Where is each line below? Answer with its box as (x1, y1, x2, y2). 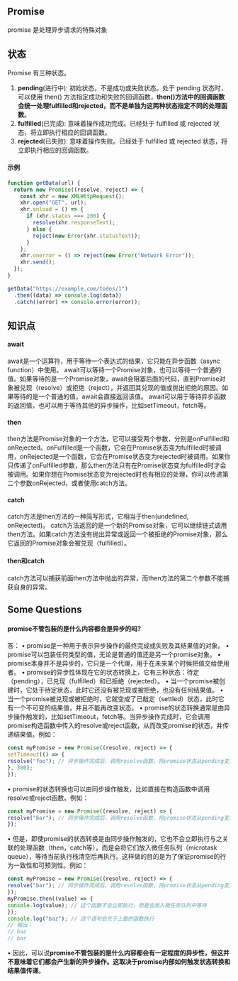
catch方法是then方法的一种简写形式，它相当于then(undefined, (7, 512, 189, 521)
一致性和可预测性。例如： (13, 861, 89, 869)
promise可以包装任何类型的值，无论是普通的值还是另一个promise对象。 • (7, 650, 222, 659)
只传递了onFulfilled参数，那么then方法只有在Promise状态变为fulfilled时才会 (7, 461, 227, 470)
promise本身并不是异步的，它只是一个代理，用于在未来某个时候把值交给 (7, 659, 217, 668)
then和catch (7, 557, 45, 565)
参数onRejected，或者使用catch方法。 (19, 479, 132, 487)
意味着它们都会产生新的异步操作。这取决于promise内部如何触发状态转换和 (13, 958, 231, 965)
